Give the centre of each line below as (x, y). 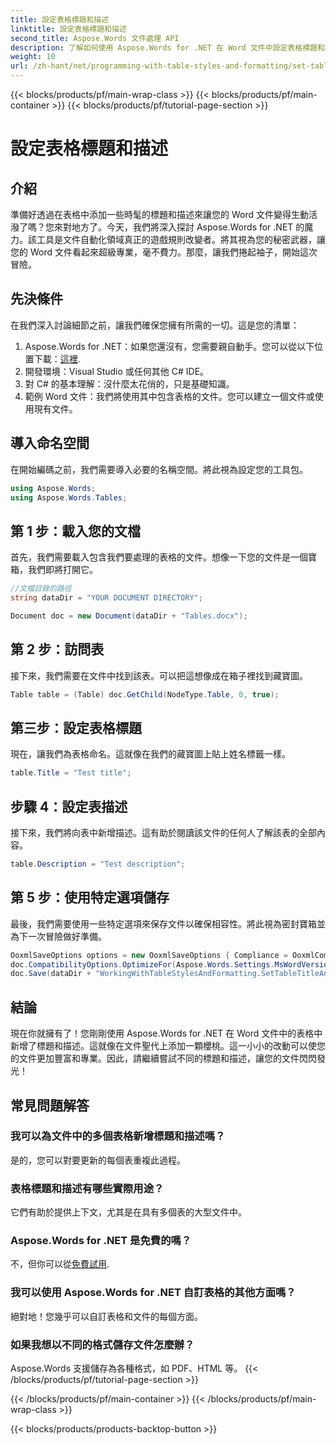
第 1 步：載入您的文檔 (75, 531)
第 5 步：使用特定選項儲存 (90, 897)
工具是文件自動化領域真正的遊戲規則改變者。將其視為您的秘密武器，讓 (181, 239)
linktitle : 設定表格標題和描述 (68, 29)
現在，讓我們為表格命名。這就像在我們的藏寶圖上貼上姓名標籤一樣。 (150, 754)
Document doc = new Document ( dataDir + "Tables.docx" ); (129, 616)
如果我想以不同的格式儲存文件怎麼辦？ (102, 1344)
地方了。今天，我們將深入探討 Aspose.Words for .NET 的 (188, 227)
